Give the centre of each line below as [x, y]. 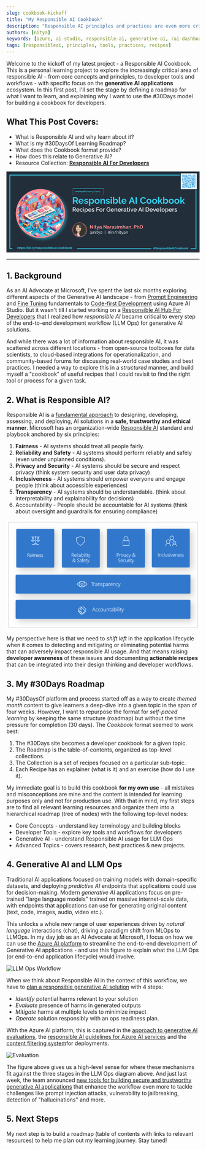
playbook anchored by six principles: [53, 434]
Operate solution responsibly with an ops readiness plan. [87, 1018]
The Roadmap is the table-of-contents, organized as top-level [93, 750]
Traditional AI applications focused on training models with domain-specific [102, 879]
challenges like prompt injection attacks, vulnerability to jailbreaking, [93, 1093]
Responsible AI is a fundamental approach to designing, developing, [92, 415]
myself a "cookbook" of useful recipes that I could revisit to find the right [98, 374]
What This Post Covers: [53, 122]
